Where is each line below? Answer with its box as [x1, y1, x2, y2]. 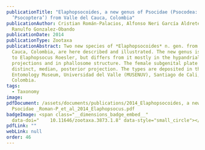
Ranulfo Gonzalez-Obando [12, 26, 75, 32]
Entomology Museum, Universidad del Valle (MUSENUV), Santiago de [12, 72, 184, 78]
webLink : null [6, 129, 43, 135]
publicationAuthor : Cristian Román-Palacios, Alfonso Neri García [6, 20, 179, 26]
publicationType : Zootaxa [6, 37, 72, 43]
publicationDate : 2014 [6, 32, 64, 38]
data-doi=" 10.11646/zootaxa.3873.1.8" [12, 117, 121, 123]
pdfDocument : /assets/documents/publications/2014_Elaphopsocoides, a [6, 100, 190, 106]
